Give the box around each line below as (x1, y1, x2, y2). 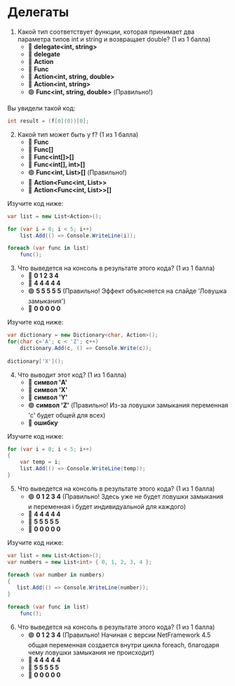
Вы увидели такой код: (7, 103, 76, 112)
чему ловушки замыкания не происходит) (27, 648, 155, 656)
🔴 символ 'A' (27, 377, 68, 387)
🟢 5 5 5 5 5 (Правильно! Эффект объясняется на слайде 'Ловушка (27, 287, 227, 295)
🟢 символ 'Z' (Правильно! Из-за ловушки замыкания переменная (27, 401, 229, 409)
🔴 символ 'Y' (27, 393, 68, 401)
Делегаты (7, 4, 69, 20)
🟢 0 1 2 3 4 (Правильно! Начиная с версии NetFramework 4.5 (27, 630, 211, 639)
